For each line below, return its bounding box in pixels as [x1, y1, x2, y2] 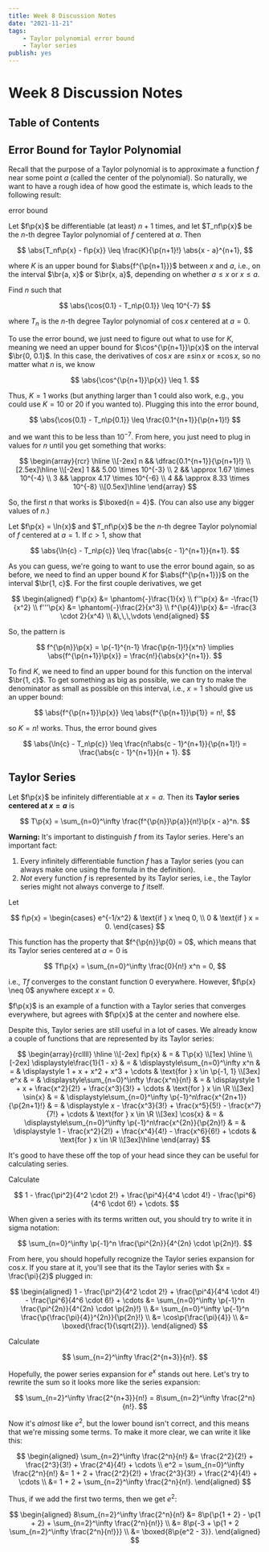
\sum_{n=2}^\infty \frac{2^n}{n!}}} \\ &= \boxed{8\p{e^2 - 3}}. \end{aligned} [9, 1526, 261, 1536]
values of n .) [8, 506, 50, 515]
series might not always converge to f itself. [19, 881, 165, 891]
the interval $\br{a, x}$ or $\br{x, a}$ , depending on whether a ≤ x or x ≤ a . [8, 270, 260, 279]
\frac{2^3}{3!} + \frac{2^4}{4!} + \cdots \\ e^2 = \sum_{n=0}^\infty [25, 1459, 245, 1469]
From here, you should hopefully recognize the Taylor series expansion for [8, 1253, 255, 1264]
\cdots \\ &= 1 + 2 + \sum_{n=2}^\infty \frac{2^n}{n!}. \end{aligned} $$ [18, 1476, 251, 1486]
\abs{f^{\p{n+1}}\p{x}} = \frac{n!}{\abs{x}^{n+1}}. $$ [47, 650, 222, 660]
